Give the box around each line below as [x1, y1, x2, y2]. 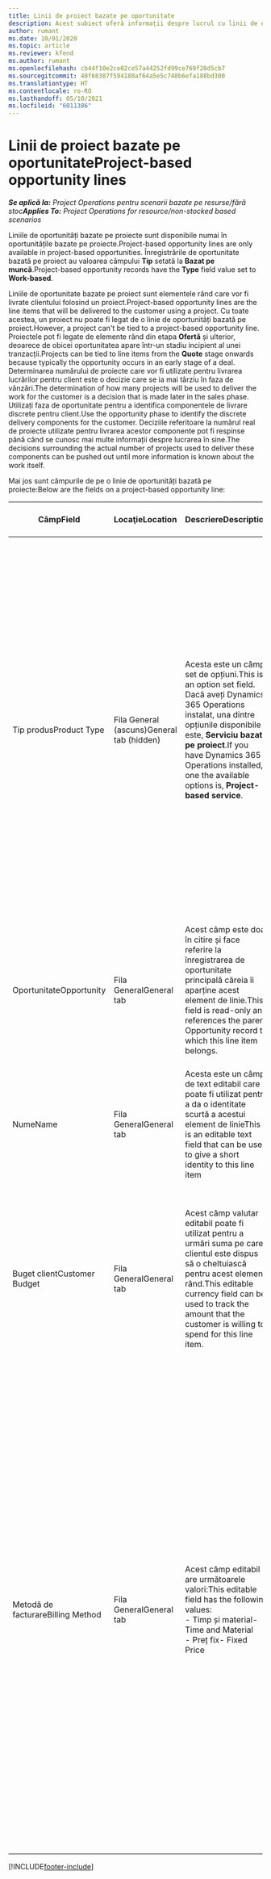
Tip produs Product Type [12, 724, 105, 735]
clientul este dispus [185, 1248, 259, 1259]
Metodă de [12, 1599, 54, 1610]
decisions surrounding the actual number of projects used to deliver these [8, 443, 255, 453]
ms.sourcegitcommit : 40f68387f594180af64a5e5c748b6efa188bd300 [8, 72, 226, 80]
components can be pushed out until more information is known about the [8, 452, 255, 462]
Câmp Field [37, 514, 81, 525]
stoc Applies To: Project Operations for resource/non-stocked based [8, 207, 236, 216]
